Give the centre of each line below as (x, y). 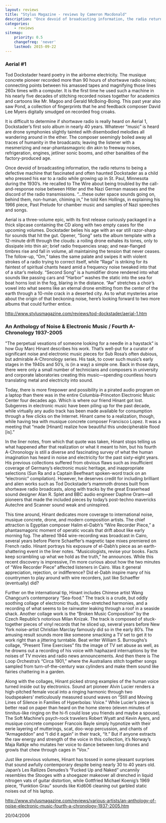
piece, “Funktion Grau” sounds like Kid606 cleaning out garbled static (76, 786)
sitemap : (14, 33)
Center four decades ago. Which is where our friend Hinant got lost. (74, 400)
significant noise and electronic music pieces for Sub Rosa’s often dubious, (82, 354)
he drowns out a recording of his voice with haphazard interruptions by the (81, 651)
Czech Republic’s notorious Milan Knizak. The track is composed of (74, 619)
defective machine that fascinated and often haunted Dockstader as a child (82, 173)
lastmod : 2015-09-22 (35, 47)
